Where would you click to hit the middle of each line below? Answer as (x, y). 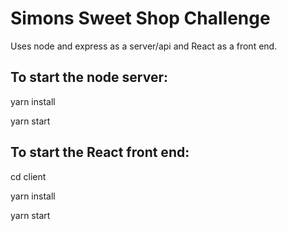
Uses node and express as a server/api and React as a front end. (144, 46)
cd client (28, 176)
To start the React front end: (100, 152)
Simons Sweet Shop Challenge (140, 18)
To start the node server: (89, 77)
